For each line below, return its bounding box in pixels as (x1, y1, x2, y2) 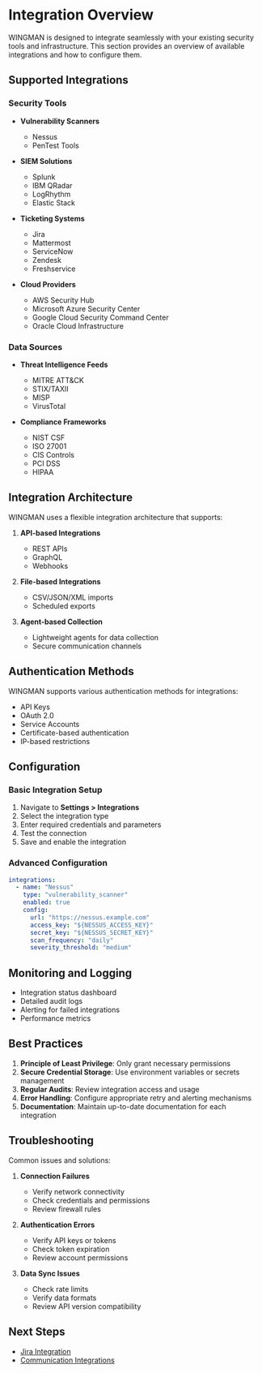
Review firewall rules (32, 1203, 101, 1214)
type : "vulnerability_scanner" (23, 891, 129, 899)
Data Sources (8, 341, 63, 352)
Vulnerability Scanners (19, 116, 99, 126)
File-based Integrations (19, 576, 101, 586)
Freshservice (32, 264, 76, 273)
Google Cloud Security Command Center (32, 312, 169, 322)
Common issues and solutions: (8, 1155, 111, 1165)
